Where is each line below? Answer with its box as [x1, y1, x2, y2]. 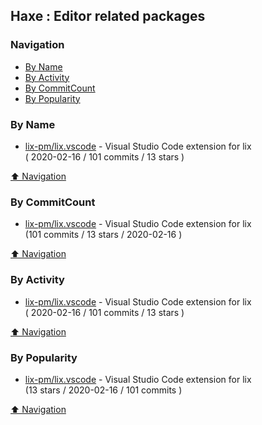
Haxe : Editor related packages [10, 8, 206, 25]
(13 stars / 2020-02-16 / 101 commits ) [24, 384, 183, 396]
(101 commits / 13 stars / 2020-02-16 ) [24, 229, 183, 241]
